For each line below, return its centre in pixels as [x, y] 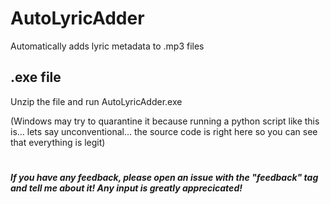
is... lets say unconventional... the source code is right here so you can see [164, 131]
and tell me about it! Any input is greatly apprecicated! [126, 188]
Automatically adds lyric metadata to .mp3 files [107, 46]
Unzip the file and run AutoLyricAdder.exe [96, 101]
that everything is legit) [58, 142]
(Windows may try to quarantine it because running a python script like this [165, 121]
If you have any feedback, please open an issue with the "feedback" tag [164, 177]
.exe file [36, 77]
